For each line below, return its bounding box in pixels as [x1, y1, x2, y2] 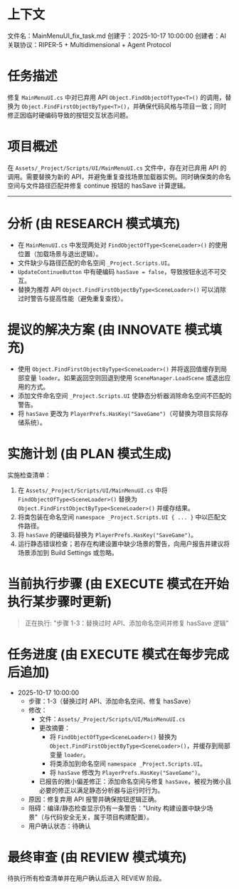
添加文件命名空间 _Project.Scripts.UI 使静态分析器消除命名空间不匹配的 [17, 391, 232, 400]
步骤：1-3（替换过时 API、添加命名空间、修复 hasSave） [28, 696, 195, 705]
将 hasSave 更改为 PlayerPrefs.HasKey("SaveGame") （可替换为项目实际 [17, 409, 223, 417]
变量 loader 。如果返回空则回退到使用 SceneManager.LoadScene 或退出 [23, 373, 225, 382]
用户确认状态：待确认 [28, 821, 91, 830]
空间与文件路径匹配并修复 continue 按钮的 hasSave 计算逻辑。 [7, 181, 190, 190]
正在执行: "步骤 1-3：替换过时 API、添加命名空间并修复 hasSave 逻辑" [24, 619, 229, 627]
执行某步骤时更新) [7, 594, 112, 610]
